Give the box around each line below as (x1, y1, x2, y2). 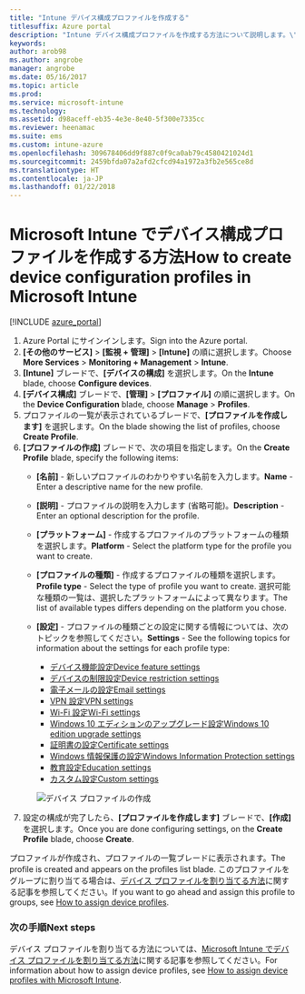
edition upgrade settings (49, 728, 142, 739)
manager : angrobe (9, 65, 75, 74)
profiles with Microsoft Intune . (9, 975, 122, 986)
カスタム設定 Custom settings (49, 774, 159, 785)
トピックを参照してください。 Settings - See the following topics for (35, 633, 290, 644)
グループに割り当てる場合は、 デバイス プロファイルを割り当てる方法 (9, 875, 266, 887)
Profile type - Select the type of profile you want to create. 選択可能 (35, 581, 290, 592)
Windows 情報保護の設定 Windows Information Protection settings (49, 751, 295, 762)
